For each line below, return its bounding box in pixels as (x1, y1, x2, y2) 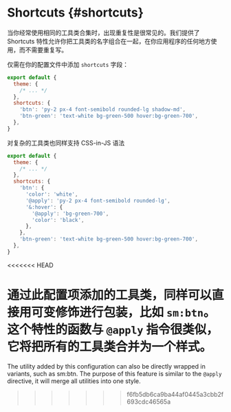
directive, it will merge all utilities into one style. (7, 377, 141, 385)
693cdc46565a (126, 398, 171, 406)
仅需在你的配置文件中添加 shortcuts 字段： (7, 60, 129, 68)
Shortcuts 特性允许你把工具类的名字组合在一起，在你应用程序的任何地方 (7, 37, 211, 45)
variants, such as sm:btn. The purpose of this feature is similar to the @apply (7, 369, 222, 378)
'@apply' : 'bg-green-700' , (32, 210, 109, 217)
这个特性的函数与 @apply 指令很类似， (7, 322, 219, 337)
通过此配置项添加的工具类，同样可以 (7, 287, 212, 302)
